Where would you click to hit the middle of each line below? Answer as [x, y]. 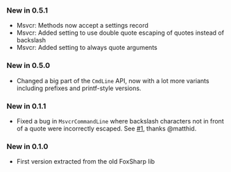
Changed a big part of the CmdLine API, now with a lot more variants [113, 80]
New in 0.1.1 [26, 106]
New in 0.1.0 [27, 146]
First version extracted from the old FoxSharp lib [86, 162]
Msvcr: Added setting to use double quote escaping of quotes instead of [120, 33]
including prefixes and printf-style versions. [79, 88]
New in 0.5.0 [28, 66]
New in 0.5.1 [27, 10]
